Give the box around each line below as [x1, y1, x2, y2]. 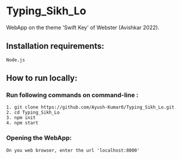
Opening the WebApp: [6, 134, 72, 142]
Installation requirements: [6, 41, 104, 51]
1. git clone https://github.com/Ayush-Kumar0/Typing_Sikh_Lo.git [6, 104, 175, 111]
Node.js [6, 57, 26, 63]
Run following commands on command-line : [6, 91, 139, 99]
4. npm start [6, 120, 39, 126]
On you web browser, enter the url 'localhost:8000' [6, 147, 140, 153]
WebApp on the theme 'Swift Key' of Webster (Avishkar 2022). [6, 24, 160, 31]
